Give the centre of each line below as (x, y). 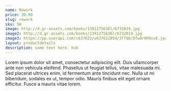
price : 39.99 (19, 15)
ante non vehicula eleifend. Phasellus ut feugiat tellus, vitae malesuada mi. (83, 68)
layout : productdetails (31, 43)
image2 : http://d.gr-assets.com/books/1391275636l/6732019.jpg (74, 34)
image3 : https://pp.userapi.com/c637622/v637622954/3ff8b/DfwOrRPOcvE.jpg (86, 39)
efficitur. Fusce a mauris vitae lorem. (44, 84)
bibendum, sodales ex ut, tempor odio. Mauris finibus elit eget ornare (78, 78)
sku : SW (13, 24)
